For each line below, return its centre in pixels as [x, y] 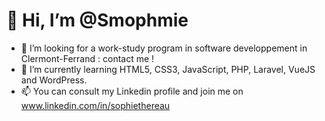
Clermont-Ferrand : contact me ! [87, 58]
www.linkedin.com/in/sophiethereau [95, 105]
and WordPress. [54, 80]
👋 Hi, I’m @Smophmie [97, 20]
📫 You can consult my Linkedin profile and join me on [132, 91]
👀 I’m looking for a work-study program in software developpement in [164, 48]
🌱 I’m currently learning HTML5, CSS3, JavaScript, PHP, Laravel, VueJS [168, 69]
